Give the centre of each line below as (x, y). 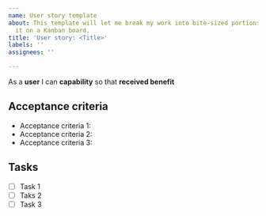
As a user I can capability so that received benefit (91, 81)
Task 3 (30, 204)
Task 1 (30, 186)
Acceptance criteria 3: (56, 142)
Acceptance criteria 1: (55, 125)
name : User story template (53, 15)
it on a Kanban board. (53, 30)
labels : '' (26, 45)
